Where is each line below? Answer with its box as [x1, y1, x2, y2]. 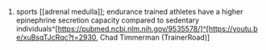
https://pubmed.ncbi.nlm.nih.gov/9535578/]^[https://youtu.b [57, 24, 258, 33]
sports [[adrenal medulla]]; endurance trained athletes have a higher [15, 7, 243, 16]
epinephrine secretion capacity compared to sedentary [15, 15, 200, 25]
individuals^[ [15, 24, 58, 33]
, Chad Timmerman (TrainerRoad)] [95, 32, 210, 42]
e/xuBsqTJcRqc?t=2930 [15, 32, 97, 42]
